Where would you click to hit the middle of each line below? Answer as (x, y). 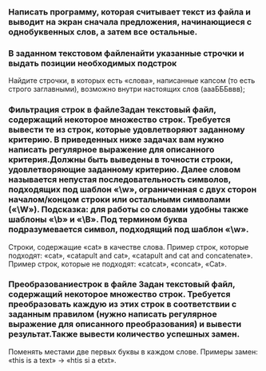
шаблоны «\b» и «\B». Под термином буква (98, 219)
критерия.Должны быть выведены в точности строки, (121, 160)
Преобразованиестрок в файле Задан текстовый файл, (122, 284)
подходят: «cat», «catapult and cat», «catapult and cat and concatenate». (131, 255)
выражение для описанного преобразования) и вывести (125, 324)
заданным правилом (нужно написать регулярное (113, 314)
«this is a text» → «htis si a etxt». (63, 360)
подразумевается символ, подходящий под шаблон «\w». (129, 230)
